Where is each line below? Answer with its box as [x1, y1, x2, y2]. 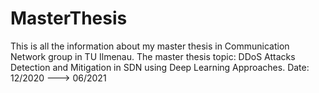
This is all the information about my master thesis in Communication [10, 40, 290, 52]
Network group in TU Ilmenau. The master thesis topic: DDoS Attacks [10, 50, 296, 62]
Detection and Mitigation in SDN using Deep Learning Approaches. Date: [10, 61, 310, 73]
